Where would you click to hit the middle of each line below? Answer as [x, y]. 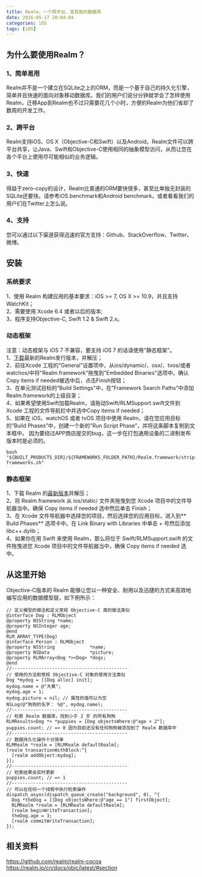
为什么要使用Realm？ [46, 55]
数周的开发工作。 [27, 110]
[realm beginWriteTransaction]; [52, 810]
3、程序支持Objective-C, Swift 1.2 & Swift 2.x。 [65, 319]
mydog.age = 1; [25, 692]
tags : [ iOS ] [21, 29]
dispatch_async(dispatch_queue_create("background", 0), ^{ [83, 794]
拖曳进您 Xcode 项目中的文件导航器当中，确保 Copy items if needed [95, 546]
